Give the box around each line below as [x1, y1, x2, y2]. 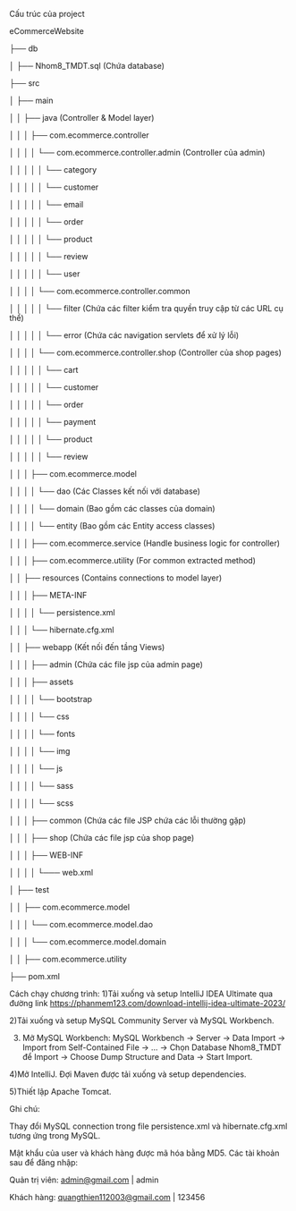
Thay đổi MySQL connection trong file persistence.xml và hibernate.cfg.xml [9, 1121, 288, 1131]
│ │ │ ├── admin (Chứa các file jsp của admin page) [9, 659, 204, 670]
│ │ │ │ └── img [9, 746, 71, 756]
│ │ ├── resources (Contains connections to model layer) [9, 572, 223, 583]
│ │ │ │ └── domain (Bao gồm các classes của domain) [9, 504, 216, 513]
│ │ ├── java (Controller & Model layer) [9, 113, 155, 123]
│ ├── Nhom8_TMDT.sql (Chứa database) [9, 61, 165, 71]
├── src [9, 78, 40, 89]
